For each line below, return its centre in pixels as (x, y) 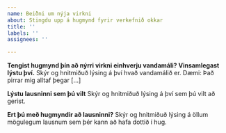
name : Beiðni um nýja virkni (49, 14)
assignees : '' (28, 40)
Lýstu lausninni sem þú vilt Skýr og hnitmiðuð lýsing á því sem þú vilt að (111, 94)
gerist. (16, 101)
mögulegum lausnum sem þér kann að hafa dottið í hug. (87, 122)
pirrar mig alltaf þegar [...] (44, 80)
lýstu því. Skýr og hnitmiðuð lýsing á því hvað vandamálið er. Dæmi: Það (111, 73)
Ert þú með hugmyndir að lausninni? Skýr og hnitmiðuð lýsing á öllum (108, 115)
